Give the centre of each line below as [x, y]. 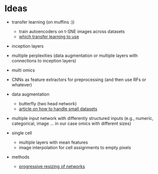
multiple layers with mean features [53, 142]
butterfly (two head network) [48, 103]
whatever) [22, 85]
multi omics [23, 70]
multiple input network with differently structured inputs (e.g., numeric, [82, 118]
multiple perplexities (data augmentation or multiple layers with [75, 55]
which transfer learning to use [49, 37]
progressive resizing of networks [52, 166]
